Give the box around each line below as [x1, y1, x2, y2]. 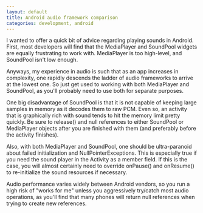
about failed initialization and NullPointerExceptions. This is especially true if [6, 149, 198, 157]
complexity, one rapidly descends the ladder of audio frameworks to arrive [6, 74, 193, 82]
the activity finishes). [6, 131, 59, 138]
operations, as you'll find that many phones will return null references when [6, 194, 196, 201]
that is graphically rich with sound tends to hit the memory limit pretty [6, 112, 181, 119]
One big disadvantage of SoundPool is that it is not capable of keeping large [6, 99, 197, 106]
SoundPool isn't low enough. [6, 56, 78, 64]
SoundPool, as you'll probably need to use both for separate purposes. [6, 87, 184, 95]
